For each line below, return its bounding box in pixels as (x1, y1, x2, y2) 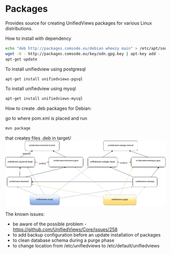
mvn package (5, 126, 31, 131)
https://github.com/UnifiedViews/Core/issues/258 (12, 226, 118, 233)
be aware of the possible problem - (12, 221, 87, 227)
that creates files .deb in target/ (5, 135, 71, 141)
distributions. (5, 25, 33, 31)
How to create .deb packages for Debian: (5, 105, 92, 111)
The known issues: (5, 211, 45, 217)
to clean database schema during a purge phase (12, 237, 115, 243)
